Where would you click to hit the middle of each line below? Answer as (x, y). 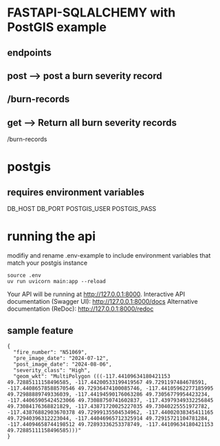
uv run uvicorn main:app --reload (57, 282)
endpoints (30, 53)
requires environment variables (76, 192)
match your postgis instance (47, 263)
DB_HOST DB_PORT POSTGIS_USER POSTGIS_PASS (82, 209)
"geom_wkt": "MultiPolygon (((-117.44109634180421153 (92, 376)
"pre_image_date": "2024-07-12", (61, 358)
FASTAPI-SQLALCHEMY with (91, 13)
